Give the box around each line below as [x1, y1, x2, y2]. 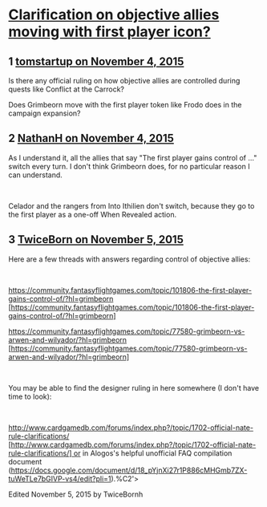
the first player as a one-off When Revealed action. [8, 209, 177, 219]
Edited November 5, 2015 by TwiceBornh [8, 489, 144, 499]
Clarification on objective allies [8, 6, 220, 24]
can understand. [8, 170, 63, 180]
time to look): [8, 391, 52, 401]
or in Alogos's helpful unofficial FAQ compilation [73, 448, 233, 458]
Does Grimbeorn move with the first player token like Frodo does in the [8, 100, 242, 109]
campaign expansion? [8, 108, 81, 118]
